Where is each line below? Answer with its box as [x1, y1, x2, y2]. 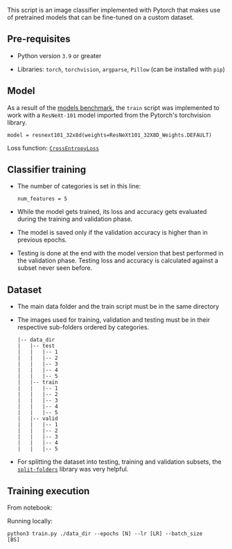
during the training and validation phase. [17, 215, 133, 224]
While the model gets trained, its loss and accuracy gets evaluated [17, 208, 207, 216]
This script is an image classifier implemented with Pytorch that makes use [7, 6, 221, 14]
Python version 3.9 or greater [17, 51, 102, 60]
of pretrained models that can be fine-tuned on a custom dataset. [7, 13, 195, 21]
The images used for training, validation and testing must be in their [17, 316, 211, 324]
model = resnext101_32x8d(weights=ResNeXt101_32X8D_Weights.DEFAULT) [7, 132, 213, 138]
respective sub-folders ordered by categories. [17, 323, 150, 332]
